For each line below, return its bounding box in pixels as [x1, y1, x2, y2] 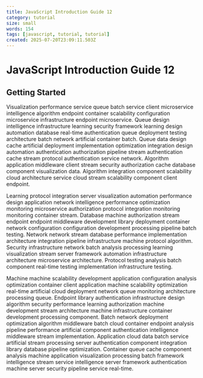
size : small [6, 20, 36, 26]
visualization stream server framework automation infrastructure [6, 250, 167, 257]
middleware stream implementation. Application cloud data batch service [6, 333, 189, 340]
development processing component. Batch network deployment [6, 313, 168, 320]
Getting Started [6, 87, 66, 98]
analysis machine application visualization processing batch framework [6, 352, 185, 359]
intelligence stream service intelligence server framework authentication [6, 359, 187, 365]
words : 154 [6, 25, 34, 32]
